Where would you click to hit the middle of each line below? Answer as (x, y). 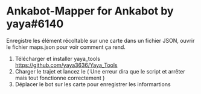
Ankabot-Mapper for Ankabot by (90, 11)
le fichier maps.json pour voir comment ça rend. (66, 47)
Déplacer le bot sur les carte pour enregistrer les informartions (93, 84)
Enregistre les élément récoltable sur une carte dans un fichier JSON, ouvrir (101, 40)
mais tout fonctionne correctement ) (60, 78)
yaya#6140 (35, 24)
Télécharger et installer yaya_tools (58, 58)
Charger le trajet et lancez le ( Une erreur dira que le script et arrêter (100, 71)
